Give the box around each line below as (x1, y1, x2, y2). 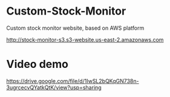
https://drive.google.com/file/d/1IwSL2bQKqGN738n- (6, 77, 139, 84)
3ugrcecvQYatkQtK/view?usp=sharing (6, 84, 102, 91)
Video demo (6, 58, 68, 71)
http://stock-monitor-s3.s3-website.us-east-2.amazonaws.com (6, 36, 164, 43)
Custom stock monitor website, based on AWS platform (6, 24, 145, 32)
